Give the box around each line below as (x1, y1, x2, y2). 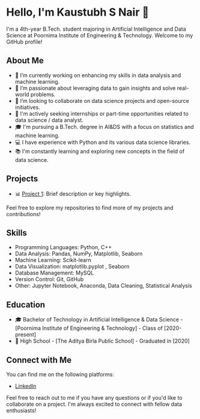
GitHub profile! (6, 38, 43, 45)
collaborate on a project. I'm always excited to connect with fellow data (6, 400, 182, 408)
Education (6, 299, 46, 309)
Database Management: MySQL (14, 269, 94, 276)
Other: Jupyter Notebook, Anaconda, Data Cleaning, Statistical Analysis (14, 282, 192, 290)
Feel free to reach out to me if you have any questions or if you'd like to (6, 394, 183, 401)
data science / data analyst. (14, 116, 84, 123)
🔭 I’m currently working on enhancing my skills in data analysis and (14, 72, 181, 79)
